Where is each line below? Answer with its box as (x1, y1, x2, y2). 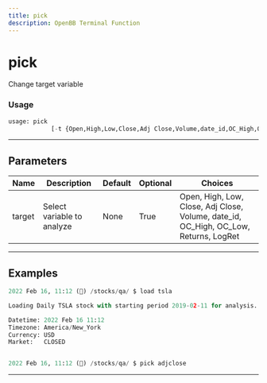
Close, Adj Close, (179, 201, 244, 212)
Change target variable (8, 79, 83, 89)
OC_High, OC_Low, (179, 221, 250, 232)
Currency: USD (8, 331, 56, 339)
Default (103, 178, 131, 189)
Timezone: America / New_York (8, 323, 102, 331)
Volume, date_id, (179, 211, 242, 222)
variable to (42, 211, 83, 222)
